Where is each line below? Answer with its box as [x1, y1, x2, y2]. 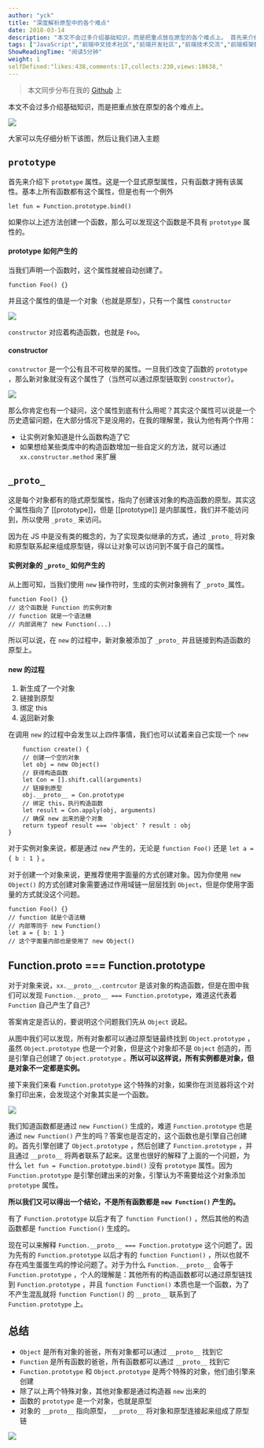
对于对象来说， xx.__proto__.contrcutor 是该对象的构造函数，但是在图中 [8, 981, 243, 990]
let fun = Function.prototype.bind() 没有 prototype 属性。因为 [23, 1161, 233, 1169]
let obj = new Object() [22, 761, 101, 769]
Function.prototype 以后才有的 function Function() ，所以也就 [37, 1250, 243, 1259]
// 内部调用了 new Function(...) [8, 620, 112, 628]
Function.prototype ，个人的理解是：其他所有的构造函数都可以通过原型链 [8, 1270, 246, 1279]
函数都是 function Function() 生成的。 [8, 1224, 134, 1232]
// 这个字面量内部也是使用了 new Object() [8, 937, 135, 945]
